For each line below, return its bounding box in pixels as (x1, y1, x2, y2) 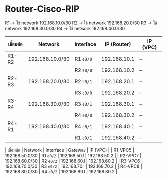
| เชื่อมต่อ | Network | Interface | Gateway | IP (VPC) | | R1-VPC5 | (5, 147, 134, 153)
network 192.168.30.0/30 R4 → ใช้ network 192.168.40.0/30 (5, 25, 125, 31)
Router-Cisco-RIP (5, 3, 80, 15)
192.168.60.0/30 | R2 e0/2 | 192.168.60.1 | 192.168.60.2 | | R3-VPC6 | (5, 158, 143, 164)
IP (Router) (104, 41, 131, 48)
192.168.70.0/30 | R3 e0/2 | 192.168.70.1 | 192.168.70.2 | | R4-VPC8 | (5, 163, 143, 169)
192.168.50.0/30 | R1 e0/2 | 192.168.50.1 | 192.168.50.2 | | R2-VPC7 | (5, 152, 142, 158)
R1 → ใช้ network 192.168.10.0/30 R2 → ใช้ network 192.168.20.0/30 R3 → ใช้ (5, 20, 157, 26)
